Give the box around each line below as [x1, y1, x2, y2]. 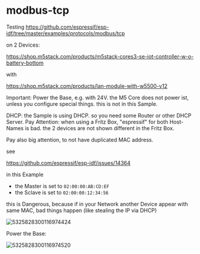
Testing [6, 23, 25, 30]
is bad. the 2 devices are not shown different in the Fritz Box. [24, 124, 175, 131]
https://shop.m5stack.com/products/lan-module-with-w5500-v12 [6, 82, 168, 90]
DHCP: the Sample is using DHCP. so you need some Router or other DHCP [6, 112, 192, 119]
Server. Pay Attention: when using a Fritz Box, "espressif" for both [6, 118, 168, 126]
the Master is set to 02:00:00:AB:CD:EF [14, 182, 109, 189]
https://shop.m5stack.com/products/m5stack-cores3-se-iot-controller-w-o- [6, 53, 194, 60]
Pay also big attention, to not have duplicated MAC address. [6, 136, 153, 143]
